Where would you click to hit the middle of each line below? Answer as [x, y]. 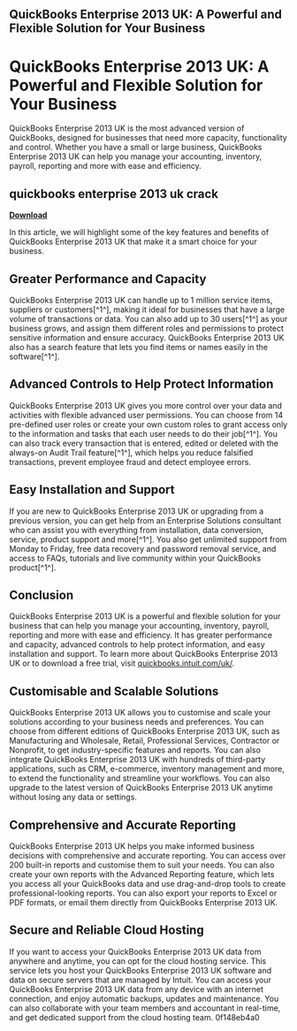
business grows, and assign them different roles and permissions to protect [147, 328]
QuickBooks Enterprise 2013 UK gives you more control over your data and [146, 405]
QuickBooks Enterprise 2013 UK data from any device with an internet [136, 989]
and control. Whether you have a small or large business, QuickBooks [136, 147]
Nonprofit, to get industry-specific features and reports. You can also [135, 750]
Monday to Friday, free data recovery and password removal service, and [143, 548]
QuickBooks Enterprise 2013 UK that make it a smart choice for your [133, 241]
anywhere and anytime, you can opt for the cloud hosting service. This [138, 961]
